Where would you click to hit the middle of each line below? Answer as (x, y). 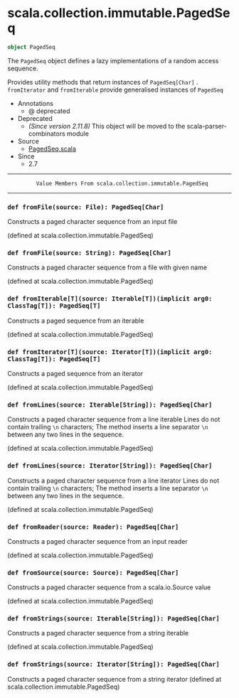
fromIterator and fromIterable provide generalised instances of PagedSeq (116, 90)
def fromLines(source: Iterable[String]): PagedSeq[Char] (110, 404)
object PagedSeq (31, 47)
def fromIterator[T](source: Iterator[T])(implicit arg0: (110, 352)
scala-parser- (207, 126)
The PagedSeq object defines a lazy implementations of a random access (113, 60)
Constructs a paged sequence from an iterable (76, 321)
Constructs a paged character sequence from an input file (92, 222)
